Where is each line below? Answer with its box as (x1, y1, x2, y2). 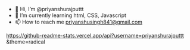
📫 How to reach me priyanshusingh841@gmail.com (14, 18, 143, 25)
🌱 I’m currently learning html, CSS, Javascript (14, 12, 127, 19)
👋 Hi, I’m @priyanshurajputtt (14, 6, 84, 12)
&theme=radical (6, 38, 46, 45)
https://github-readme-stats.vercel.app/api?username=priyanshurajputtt (6, 32, 184, 39)
